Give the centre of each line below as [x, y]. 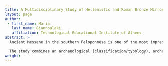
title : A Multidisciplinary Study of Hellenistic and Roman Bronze [77, 10]
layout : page [19, 14]
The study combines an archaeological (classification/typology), [80, 51]
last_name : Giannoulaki [36, 28]
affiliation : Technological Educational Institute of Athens [77, 33]
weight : [13, 56]
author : [13, 19]
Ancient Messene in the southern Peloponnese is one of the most [79, 42]
